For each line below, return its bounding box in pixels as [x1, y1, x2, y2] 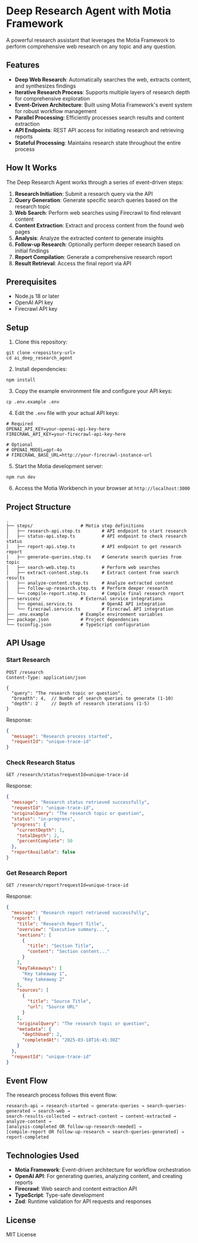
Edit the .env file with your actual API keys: [14, 410, 120, 417]
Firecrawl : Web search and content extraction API [14, 1185, 138, 1192]
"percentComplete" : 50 [17, 838, 73, 844]
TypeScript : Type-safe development [14, 1192, 104, 1199]
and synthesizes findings [14, 82, 76, 89]
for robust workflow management [14, 107, 97, 114]
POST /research [6, 669, 44, 675]
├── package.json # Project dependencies [6, 617, 139, 623]
